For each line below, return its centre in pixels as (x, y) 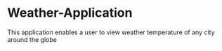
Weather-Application (70, 13)
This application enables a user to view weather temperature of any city (111, 32)
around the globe (32, 39)
